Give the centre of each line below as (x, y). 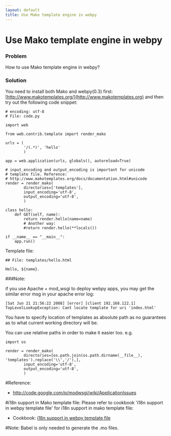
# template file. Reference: (36, 174)
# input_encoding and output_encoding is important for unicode (75, 170)
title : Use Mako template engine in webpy (51, 15)
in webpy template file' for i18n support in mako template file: (69, 408)
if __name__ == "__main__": (35, 237)
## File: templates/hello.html (39, 260)
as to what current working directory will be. (52, 323)
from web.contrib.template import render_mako (56, 134)
